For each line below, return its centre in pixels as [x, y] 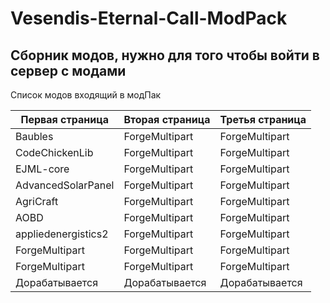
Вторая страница [167, 119]
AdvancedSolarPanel [65, 185]
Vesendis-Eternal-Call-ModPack [149, 18]
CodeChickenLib [54, 152]
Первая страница [64, 119]
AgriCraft [37, 201]
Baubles [34, 136]
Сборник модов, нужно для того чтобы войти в [165, 55]
